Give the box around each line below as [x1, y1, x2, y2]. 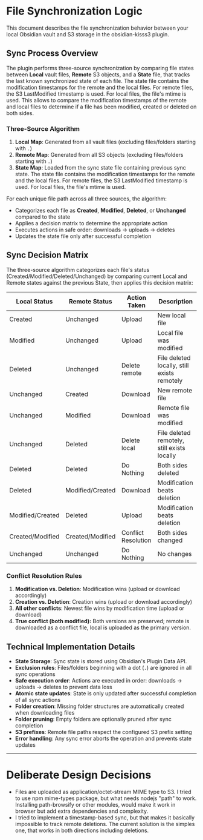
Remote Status [68, 297, 112, 305]
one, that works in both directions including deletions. [14, 827, 149, 834]
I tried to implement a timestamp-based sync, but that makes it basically [14, 813, 195, 821]
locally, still [157, 361, 189, 369]
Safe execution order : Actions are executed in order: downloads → [14, 676, 182, 684]
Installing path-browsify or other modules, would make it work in [14, 801, 176, 808]
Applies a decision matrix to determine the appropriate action [14, 220, 168, 227]
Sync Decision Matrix [6, 250, 89, 260]
